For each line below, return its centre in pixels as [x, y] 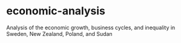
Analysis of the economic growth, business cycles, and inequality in [91, 27]
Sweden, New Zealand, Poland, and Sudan [60, 33]
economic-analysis [56, 11]
